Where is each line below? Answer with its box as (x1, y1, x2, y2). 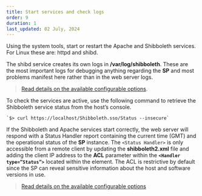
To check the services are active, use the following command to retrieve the (6, 97, 196, 104)
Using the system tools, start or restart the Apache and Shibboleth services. (6, 42, 196, 50)
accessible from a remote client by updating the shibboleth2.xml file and (6, 145, 189, 152)
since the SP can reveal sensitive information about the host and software (6, 164, 191, 172)
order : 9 (6, 15, 29, 21)
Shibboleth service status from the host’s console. (6, 104, 132, 111)
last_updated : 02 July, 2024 (6, 25, 80, 32)
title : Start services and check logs (6, 8, 104, 15)
